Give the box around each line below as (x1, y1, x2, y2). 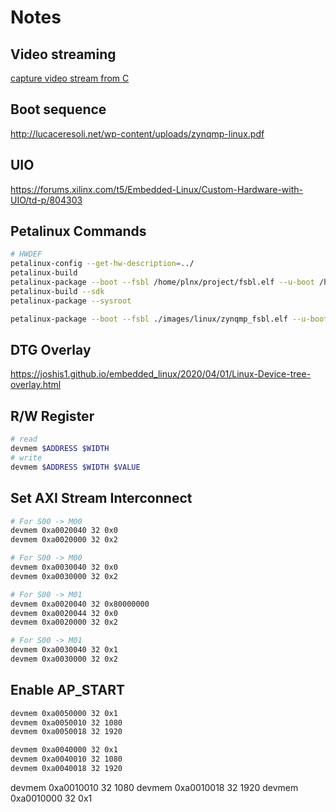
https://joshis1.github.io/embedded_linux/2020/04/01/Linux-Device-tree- (10, 368, 312, 380)
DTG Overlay (10, 341, 92, 358)
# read (10, 434, 38, 445)
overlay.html (10, 379, 62, 391)
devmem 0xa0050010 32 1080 (10, 717, 123, 728)
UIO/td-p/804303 (10, 194, 83, 206)
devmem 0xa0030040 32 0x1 (10, 645, 118, 655)
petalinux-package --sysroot (10, 296, 132, 306)
